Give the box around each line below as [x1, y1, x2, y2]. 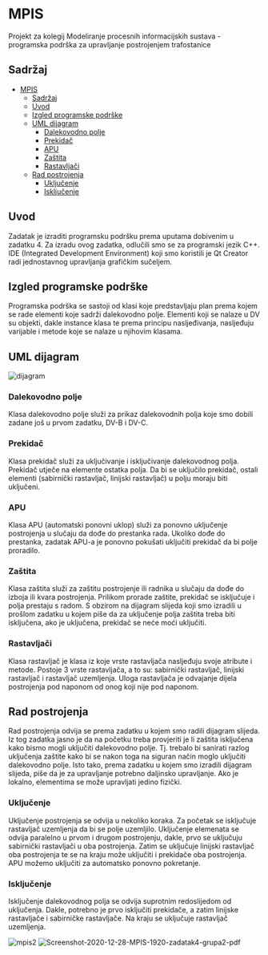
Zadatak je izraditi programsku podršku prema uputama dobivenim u [8, 231, 234, 241]
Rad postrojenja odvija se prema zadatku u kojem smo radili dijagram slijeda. [8, 726, 260, 736]
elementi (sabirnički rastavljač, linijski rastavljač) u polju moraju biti [8, 473, 228, 483]
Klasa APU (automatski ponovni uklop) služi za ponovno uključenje [8, 520, 228, 530]
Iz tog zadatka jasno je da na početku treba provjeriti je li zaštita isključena [8, 734, 254, 744]
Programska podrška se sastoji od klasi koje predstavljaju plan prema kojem [8, 301, 258, 311]
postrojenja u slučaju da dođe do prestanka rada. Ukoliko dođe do [8, 528, 226, 538]
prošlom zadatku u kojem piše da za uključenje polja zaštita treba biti [8, 609, 236, 619]
